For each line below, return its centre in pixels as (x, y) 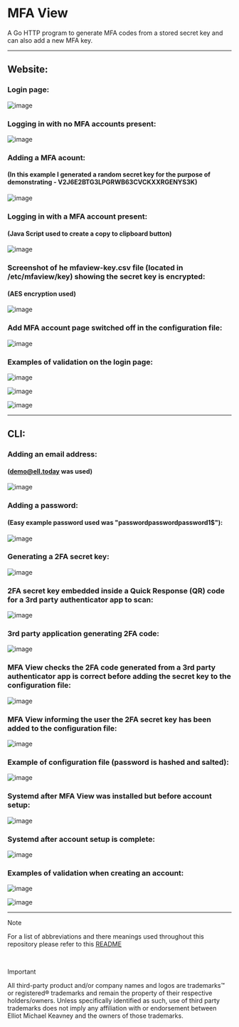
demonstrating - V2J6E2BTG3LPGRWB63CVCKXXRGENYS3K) (102, 182)
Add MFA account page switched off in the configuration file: (115, 328)
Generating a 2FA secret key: (58, 557)
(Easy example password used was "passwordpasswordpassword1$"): (115, 522)
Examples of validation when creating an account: (96, 872)
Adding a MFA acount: (47, 157)
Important (22, 972)
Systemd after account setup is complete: (81, 839)
